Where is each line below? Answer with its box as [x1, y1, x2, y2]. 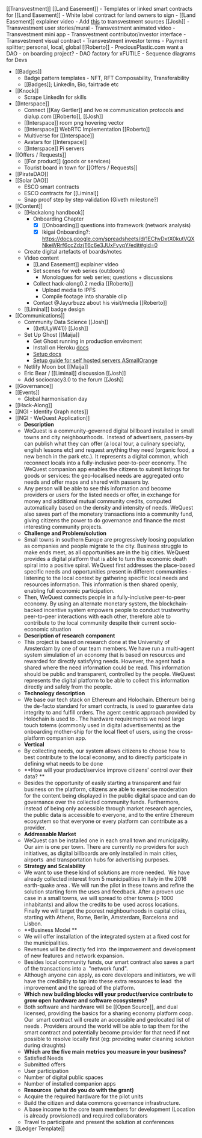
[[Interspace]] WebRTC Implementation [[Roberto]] [23, 126, 150, 133]
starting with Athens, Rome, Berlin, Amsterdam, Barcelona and [23, 914, 179, 921]
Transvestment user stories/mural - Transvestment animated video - [6, 24, 176, 31]
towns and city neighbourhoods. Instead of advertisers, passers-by [23, 434, 193, 441]
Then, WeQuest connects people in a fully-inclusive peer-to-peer [23, 593, 186, 601]
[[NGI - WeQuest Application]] [14, 414, 90, 422]
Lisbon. [23, 920, 43, 927]
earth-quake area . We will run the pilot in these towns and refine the [23, 882, 194, 889]
